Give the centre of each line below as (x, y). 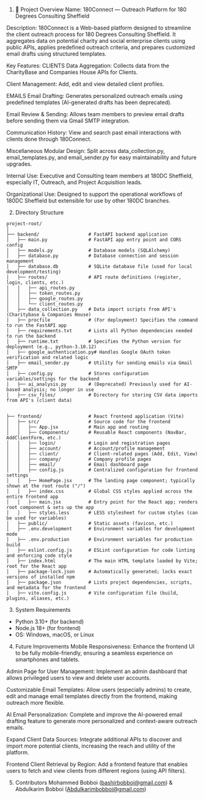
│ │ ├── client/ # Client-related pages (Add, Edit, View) (102, 454)
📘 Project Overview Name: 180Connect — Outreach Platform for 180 (101, 9)
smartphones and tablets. (47, 660)
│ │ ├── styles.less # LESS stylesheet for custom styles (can (102, 513)
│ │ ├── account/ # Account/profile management (86, 448)
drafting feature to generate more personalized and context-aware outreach (102, 721)
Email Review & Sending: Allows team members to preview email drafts (95, 114)
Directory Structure (39, 212)
